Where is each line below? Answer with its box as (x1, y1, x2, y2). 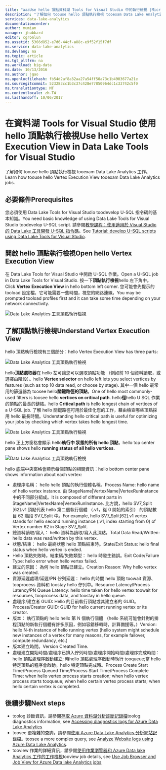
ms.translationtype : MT (5, 85, 54, 91)
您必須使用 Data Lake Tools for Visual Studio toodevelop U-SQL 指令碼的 (5, 210, 153, 215)
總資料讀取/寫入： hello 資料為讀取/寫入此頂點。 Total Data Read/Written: (12, 529, 160, 535)
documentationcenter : (5, 21, 50, 26)
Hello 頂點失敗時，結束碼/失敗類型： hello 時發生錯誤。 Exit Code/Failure (12, 552, 160, 559)
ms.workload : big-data (5, 63, 52, 68)
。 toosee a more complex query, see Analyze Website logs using (21, 736, 154, 742)
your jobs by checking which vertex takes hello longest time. (5, 419, 128, 424)
